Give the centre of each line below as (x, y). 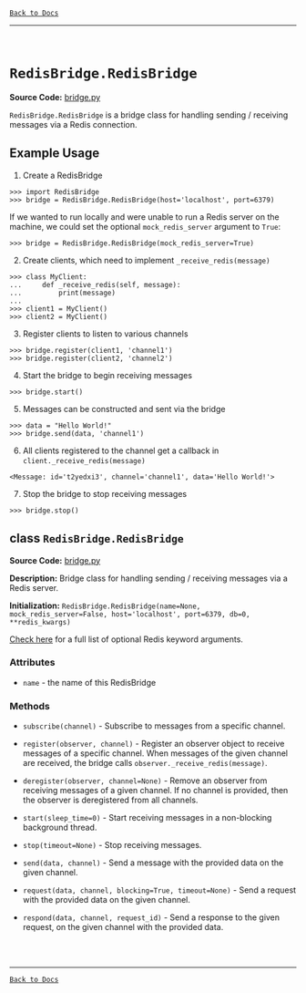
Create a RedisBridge (62, 175)
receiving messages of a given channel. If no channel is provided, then (155, 791)
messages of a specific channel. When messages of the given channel (155, 753)
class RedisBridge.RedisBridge (97, 538)
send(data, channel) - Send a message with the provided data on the (153, 863)
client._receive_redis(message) (84, 460)
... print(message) (63, 293)
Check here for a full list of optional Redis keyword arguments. (127, 639)
